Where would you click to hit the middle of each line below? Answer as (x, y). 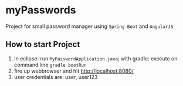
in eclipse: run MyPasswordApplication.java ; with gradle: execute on (96, 58)
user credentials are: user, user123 (56, 77)
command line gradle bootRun (50, 64)
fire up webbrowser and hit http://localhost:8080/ (74, 71)
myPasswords (41, 10)
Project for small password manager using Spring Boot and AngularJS (89, 26)
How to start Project (43, 44)
